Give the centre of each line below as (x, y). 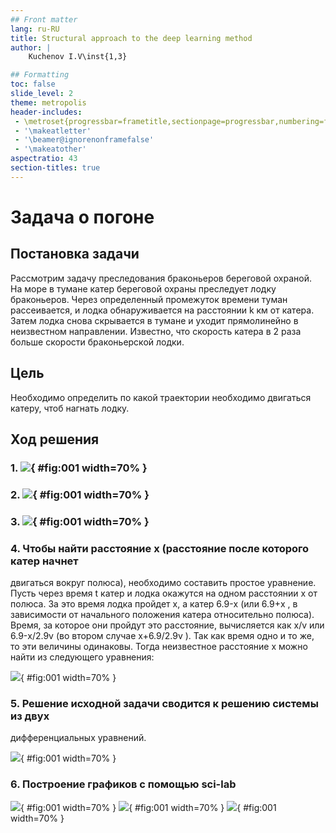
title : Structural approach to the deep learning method (131, 38)
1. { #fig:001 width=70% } (79, 468)
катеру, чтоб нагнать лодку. (70, 408)
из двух (30, 716)
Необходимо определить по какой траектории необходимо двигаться (161, 397)
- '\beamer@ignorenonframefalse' (84, 140)
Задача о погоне (82, 217)
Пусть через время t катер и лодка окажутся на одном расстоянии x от (164, 593)
